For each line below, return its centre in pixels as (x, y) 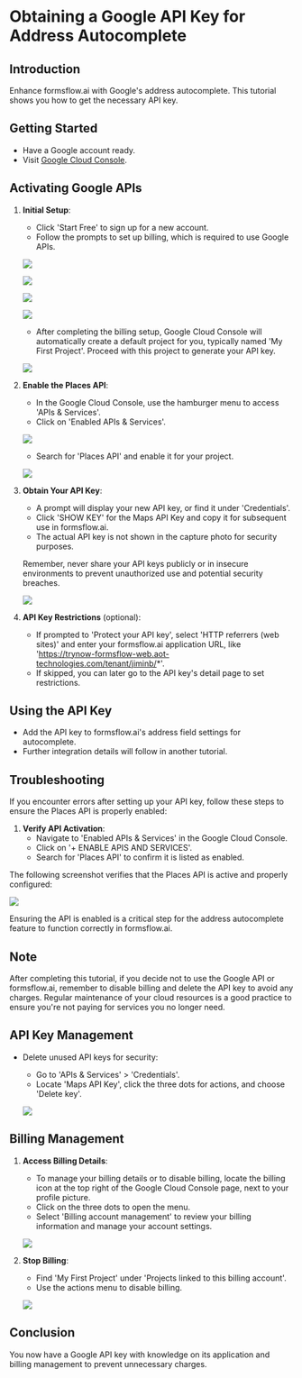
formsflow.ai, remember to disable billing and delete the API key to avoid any (151, 988)
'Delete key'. (59, 1093)
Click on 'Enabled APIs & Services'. (101, 422)
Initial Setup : (46, 210)
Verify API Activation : (64, 829)
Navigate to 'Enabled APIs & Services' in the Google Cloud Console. (162, 838)
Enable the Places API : (65, 385)
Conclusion (42, 1332)
